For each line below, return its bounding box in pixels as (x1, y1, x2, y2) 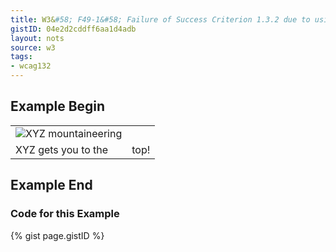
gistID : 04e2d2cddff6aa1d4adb (10, 24, 137, 34)
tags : (10, 52, 33, 62)
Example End (10, 177, 93, 194)
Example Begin (10, 98, 106, 115)
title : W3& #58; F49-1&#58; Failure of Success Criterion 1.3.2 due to (10, 14, 311, 25)
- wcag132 (10, 61, 52, 71)
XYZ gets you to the (15, 142, 109, 156)
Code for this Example (10, 207, 120, 221)
